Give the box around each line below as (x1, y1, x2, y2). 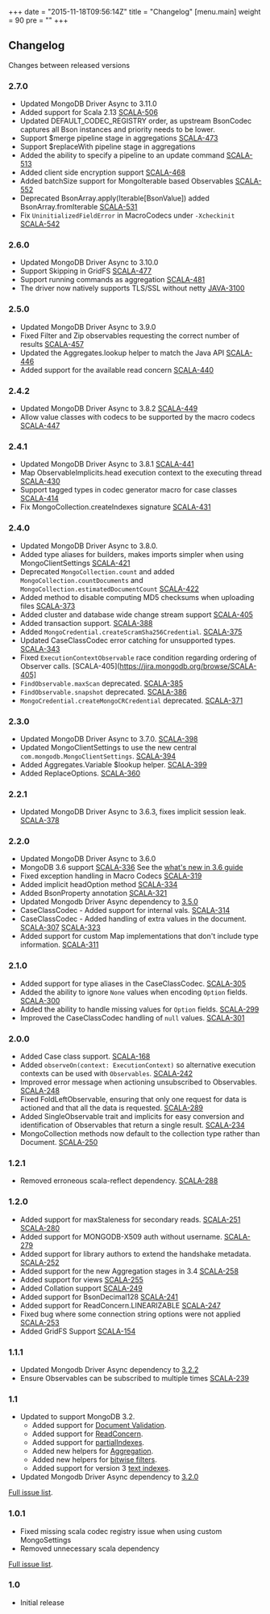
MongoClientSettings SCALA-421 (19, 558, 131, 568)
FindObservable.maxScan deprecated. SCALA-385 (19, 678, 184, 688)
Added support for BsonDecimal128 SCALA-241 (19, 1291, 179, 1301)
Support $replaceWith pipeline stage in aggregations (19, 142, 196, 152)
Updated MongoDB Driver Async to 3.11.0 (19, 99, 157, 108)
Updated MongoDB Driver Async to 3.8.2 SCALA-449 (19, 403, 198, 413)
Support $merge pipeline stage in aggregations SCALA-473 (19, 133, 218, 143)
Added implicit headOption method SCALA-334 (19, 880, 178, 889)
